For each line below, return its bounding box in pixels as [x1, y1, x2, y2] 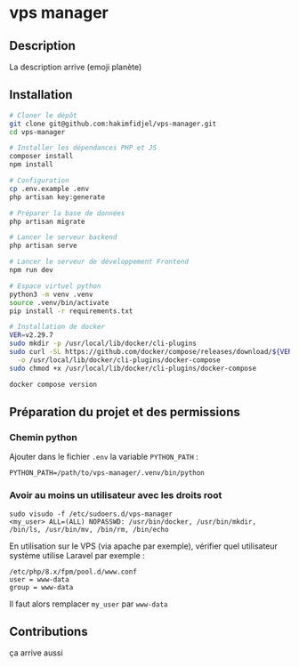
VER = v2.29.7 [9, 331, 53, 340]
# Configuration [9, 176, 69, 185]
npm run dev [9, 266, 53, 275]
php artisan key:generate [9, 192, 105, 202]
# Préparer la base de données [9, 208, 125, 218]
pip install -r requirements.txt [9, 306, 133, 316]
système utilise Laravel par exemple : [9, 550, 145, 560]
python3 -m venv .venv [9, 290, 93, 299]
